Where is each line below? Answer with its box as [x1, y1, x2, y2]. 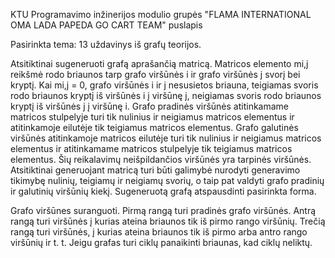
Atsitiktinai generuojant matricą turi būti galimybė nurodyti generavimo [10, 164, 301, 176]
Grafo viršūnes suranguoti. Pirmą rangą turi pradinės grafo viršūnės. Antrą [10, 205, 317, 216]
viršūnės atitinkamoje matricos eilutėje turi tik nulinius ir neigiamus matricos [10, 132, 322, 144]
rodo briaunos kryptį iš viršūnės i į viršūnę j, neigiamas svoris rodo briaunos [10, 90, 322, 101]
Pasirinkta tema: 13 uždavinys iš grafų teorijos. [10, 39, 202, 50]
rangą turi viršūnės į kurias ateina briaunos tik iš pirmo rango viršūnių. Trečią [10, 215, 326, 227]
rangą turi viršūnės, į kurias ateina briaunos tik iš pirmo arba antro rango [10, 226, 308, 238]
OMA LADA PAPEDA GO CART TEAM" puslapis [10, 19, 203, 31]
